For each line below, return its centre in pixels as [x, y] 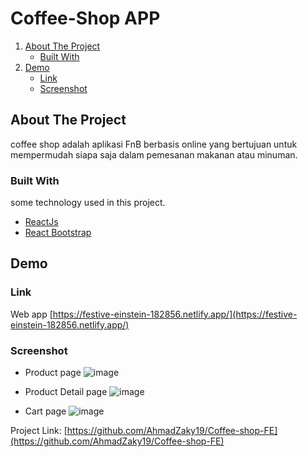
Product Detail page [66, 392]
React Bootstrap [58, 233]
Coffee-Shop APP [85, 18]
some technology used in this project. [88, 203]
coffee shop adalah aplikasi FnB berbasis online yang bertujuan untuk [154, 144]
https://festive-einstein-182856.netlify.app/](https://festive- [175, 314]
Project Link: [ [39, 431]
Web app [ [31, 314]
